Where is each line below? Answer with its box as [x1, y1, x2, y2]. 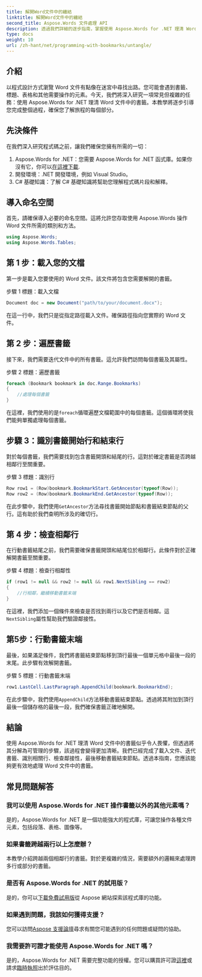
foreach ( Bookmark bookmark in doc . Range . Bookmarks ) [6, 381, 141, 387]
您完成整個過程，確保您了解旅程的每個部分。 [6, 106, 117, 113]
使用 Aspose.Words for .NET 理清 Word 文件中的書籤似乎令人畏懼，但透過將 [6, 739, 194, 747]
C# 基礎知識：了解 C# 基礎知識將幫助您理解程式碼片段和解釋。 [14, 178, 171, 185]
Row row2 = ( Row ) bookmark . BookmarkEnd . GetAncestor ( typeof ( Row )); [6, 491, 173, 497]
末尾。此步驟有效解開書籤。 [6, 659, 75, 666]
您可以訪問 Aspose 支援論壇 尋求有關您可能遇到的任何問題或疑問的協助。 [6, 925, 185, 932]
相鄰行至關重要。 [6, 460, 49, 467]
